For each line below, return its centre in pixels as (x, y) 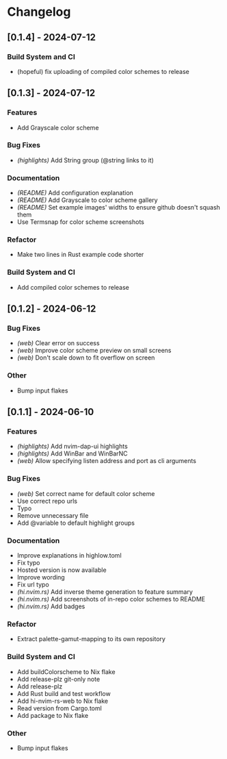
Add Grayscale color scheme (58, 127)
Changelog (39, 12)
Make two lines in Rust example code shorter (80, 255)
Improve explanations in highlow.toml (69, 556)
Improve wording (41, 577)
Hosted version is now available (62, 570)
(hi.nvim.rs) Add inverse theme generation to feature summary (105, 592)
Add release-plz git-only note (58, 679)
